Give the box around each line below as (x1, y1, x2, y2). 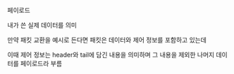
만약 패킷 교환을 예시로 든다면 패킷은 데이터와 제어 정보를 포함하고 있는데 (7, 36, 207, 44)
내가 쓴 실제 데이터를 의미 (7, 21, 78, 29)
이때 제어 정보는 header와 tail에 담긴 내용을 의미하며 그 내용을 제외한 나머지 (7, 51, 215, 59)
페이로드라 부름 (20, 59, 62, 68)
